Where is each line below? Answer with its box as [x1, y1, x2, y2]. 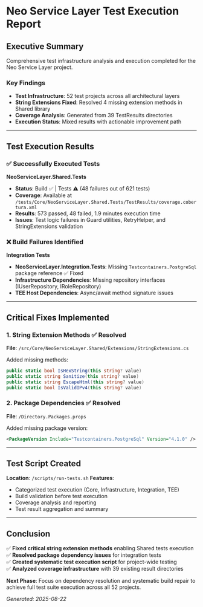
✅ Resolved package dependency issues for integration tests [6, 551, 161, 559]
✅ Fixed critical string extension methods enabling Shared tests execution [6, 545, 195, 552]
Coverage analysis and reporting [14, 499, 97, 506]
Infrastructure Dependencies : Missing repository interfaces [14, 276, 166, 284]
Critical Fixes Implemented [6, 313, 110, 323]
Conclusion [6, 528, 51, 539]
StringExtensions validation [14, 222, 83, 230]
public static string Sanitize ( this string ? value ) [6, 373, 139, 379]
